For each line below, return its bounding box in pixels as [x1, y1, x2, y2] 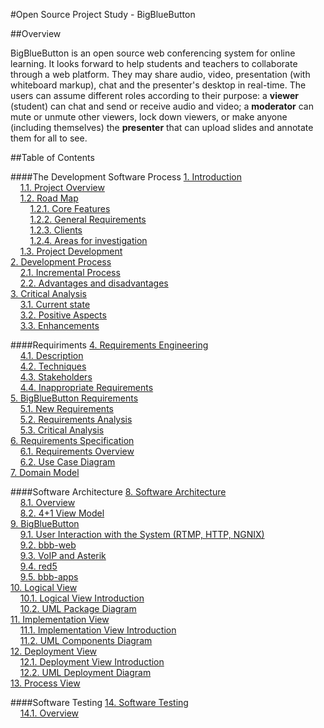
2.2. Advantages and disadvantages [19, 277, 169, 289]
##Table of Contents [10, 152, 95, 163]
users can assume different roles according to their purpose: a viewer [10, 90, 299, 101]
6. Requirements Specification [10, 435, 135, 446]
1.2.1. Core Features [29, 203, 111, 214]
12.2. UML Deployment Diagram [19, 667, 152, 678]
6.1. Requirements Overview [19, 445, 135, 457]
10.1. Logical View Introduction [19, 592, 145, 604]
